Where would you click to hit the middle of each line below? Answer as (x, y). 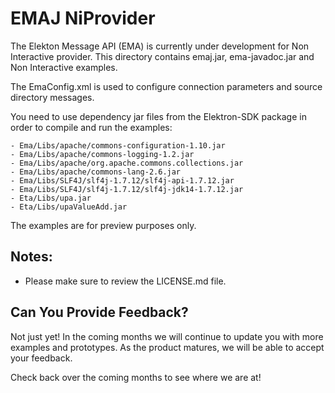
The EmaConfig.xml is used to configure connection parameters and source (166, 86)
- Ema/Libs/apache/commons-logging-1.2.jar (102, 154)
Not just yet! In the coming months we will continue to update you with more (167, 336)
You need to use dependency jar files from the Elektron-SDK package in (158, 116)
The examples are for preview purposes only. (103, 225)
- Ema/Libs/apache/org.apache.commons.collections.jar (127, 163)
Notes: (31, 257)
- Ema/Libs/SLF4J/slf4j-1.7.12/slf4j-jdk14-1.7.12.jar (127, 189)
